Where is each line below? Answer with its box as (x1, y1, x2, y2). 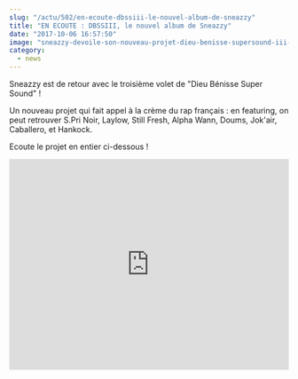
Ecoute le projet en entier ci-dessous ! (9, 141, 149, 152)
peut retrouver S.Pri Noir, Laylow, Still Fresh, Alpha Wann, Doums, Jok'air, (9, 114, 278, 125)
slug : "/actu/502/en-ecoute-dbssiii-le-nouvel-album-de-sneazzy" (9, 12, 255, 22)
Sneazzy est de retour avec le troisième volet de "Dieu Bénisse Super (9, 79, 263, 89)
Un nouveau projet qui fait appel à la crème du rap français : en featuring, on (9, 106, 289, 115)
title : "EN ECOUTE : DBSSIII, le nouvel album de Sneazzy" (9, 21, 232, 30)
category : (9, 46, 46, 55)
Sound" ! (9, 88, 42, 99)
